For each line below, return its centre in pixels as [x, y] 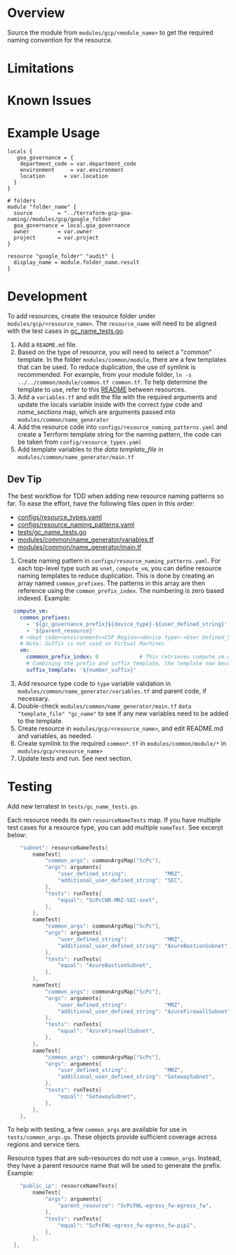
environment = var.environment [72, 170]
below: [17, 835]
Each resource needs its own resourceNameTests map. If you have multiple [114, 820]
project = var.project [56, 238]
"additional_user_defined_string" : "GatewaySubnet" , [136, 1077]
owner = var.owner [53, 232]
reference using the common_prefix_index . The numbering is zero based [121, 591]
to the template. [40, 720]
